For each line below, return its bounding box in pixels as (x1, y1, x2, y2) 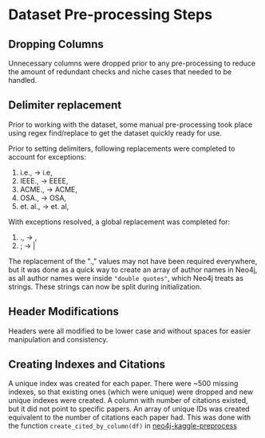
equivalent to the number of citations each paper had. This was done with (8, 412, 251, 422)
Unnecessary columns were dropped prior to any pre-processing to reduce (8, 58, 256, 68)
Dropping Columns (8, 37, 104, 51)
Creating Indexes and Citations (8, 357, 166, 372)
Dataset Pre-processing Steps (8, 6, 213, 24)
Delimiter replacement (8, 98, 122, 112)
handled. (8, 76, 38, 85)
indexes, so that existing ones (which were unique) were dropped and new (8, 387, 254, 397)
